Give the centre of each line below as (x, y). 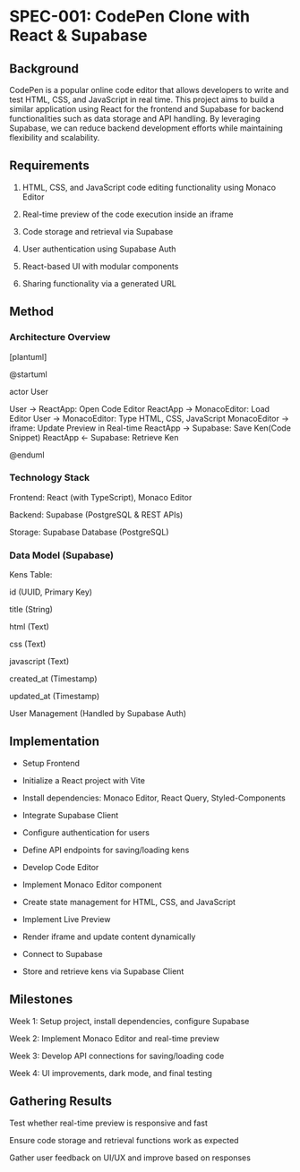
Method (32, 312)
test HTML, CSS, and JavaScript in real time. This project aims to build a (142, 99)
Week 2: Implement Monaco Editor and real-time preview (114, 1038)
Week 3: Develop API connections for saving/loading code (117, 1056)
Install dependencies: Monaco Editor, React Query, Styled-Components (154, 798)
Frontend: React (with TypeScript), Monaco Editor (101, 497)
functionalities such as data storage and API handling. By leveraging (135, 119)
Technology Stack (50, 478)
